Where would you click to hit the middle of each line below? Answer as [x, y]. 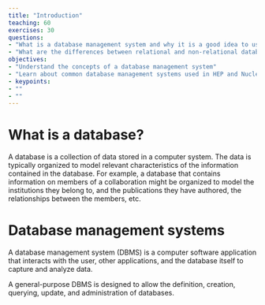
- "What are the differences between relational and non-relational [123, 52]
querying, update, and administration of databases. [91, 293]
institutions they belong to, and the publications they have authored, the [125, 191]
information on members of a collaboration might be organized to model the [131, 182]
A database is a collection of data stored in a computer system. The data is [130, 157]
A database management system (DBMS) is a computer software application [132, 252]
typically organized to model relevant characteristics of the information [123, 166]
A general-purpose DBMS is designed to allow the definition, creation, [122, 285]
